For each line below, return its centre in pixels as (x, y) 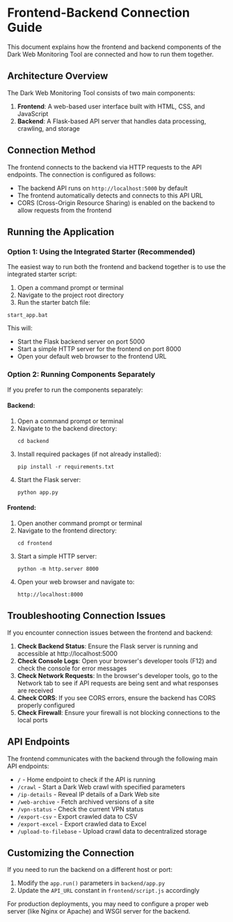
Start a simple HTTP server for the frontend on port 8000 (99, 349)
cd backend (33, 441)
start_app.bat (28, 315)
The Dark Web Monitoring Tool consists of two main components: (101, 92)
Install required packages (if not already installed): (89, 454)
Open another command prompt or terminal (80, 523)
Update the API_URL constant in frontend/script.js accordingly (108, 891)
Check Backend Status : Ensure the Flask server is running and (107, 646)
